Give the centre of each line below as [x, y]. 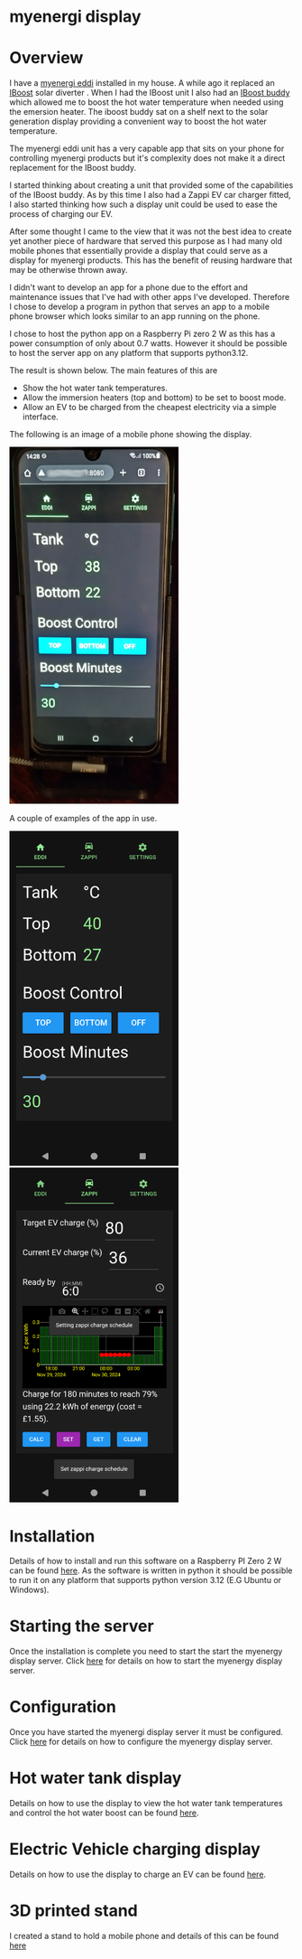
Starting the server [82, 1626]
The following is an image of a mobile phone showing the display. [131, 435]
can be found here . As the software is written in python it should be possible [151, 1570]
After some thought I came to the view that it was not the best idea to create [151, 231]
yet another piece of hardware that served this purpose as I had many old [146, 241]
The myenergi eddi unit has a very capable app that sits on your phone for [147, 149]
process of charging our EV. [61, 214]
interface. [40, 417]
